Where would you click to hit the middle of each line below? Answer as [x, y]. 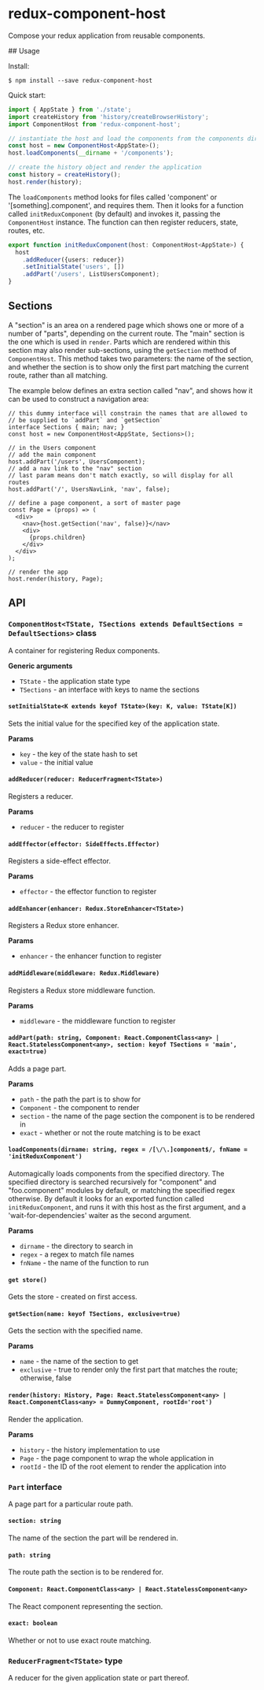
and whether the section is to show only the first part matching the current [128, 366]
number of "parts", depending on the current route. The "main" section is [126, 333]
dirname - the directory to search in [76, 1246]
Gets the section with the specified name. [75, 1331]
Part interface [35, 1487]
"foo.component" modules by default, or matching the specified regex [122, 1190]
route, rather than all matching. [58, 375]
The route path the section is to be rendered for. [86, 1572]
